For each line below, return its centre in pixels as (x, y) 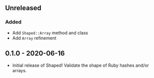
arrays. (19, 70)
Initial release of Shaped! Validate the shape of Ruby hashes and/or (80, 65)
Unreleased (23, 8)
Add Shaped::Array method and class (50, 33)
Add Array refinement (34, 38)
